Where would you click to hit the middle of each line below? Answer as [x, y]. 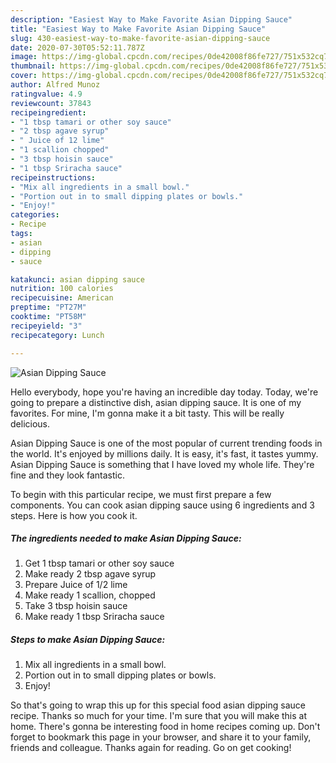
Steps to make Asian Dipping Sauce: [88, 640]
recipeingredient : [48, 112]
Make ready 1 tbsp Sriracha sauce [94, 617]
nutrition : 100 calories [62, 289]
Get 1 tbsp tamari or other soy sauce [99, 563]
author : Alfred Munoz [55, 85]
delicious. [30, 423]
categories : [35, 215]
